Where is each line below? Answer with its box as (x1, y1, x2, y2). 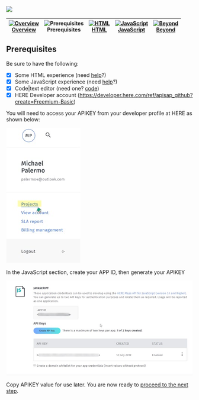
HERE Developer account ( (14, 92, 80, 98)
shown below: (6, 116, 40, 123)
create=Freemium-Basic (14, 98, 74, 105)
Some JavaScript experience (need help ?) (14, 78, 118, 85)
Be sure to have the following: (6, 60, 79, 67)
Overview (11, 26, 37, 33)
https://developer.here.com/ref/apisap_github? (79, 92, 193, 98)
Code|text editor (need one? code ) (14, 85, 99, 92)
